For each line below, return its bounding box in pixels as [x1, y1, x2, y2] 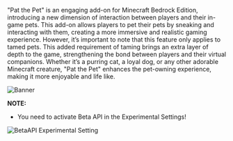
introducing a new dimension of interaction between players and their [7, 13, 207, 22]
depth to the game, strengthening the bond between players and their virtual [7, 50, 227, 58]
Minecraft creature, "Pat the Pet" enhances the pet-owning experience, [7, 65, 212, 73]
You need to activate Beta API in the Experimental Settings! [17, 113, 186, 121]
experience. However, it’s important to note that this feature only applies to [7, 35, 221, 44]
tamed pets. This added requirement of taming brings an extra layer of [7, 43, 209, 51]
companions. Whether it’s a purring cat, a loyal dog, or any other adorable [7, 58, 219, 65]
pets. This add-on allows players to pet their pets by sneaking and [24, 21, 214, 28]
